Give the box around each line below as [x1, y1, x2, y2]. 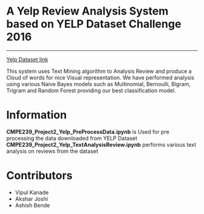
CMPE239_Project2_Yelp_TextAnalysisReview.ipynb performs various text [6, 141, 196, 148]
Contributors [6, 169, 73, 182]
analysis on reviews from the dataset [6, 147, 98, 155]
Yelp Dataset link [6, 56, 49, 63]
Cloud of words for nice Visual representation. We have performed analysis [6, 74, 194, 81]
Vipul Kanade [15, 189, 49, 196]
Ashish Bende [15, 201, 50, 209]
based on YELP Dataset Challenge [6, 17, 182, 31]
